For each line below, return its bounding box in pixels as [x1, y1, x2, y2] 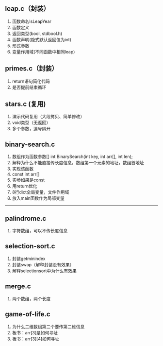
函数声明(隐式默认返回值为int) [12, 36, 72, 42]
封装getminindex [12, 256, 46, 261]
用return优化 [12, 183, 37, 189]
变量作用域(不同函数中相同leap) [12, 49, 75, 54]
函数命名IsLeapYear [12, 18, 52, 24]
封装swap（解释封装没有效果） [12, 261, 74, 267]
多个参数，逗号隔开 [12, 126, 51, 132]
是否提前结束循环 [12, 84, 47, 90]
